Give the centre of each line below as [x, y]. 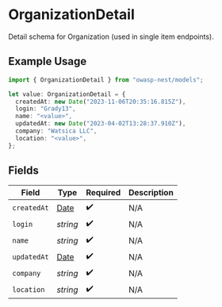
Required [103, 193]
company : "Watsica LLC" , [56, 131]
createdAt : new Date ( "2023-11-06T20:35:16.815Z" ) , [101, 102]
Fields [24, 171]
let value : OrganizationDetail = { [67, 94]
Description [151, 193]
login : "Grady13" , [46, 109]
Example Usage [48, 61]
